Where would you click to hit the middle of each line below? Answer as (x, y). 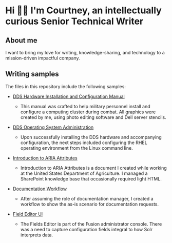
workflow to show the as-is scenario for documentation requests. (90, 204)
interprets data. (36, 235)
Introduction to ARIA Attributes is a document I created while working (93, 168)
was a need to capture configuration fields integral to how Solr (87, 229)
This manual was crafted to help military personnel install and (85, 106)
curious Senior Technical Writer (74, 21)
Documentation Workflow (40, 189)
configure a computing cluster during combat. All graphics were (88, 112)
